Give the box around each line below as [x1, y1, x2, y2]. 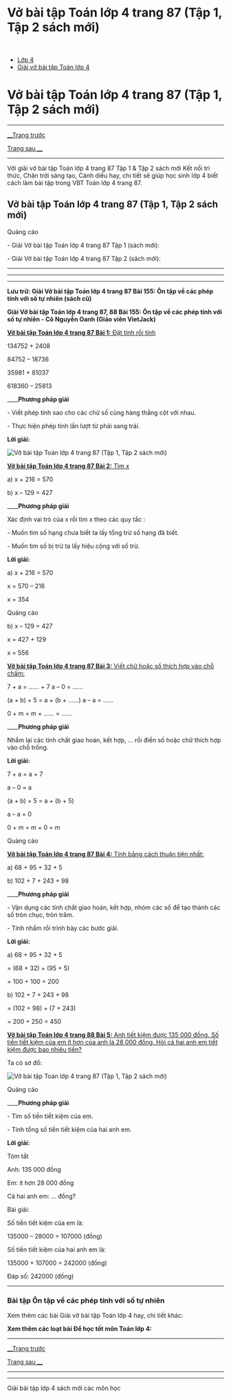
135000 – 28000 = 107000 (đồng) [7, 1232, 103, 1240]
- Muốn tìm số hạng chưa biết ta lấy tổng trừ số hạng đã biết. [7, 528, 179, 536]
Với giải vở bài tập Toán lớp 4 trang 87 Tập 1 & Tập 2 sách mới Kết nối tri [7, 164, 210, 172]
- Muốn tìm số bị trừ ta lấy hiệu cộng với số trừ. [7, 542, 140, 550]
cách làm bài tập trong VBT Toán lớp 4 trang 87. [7, 178, 142, 187]
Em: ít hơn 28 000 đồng [7, 1179, 74, 1187]
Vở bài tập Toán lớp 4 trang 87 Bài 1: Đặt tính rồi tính [7, 328, 156, 337]
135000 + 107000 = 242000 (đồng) [7, 1259, 108, 1267]
